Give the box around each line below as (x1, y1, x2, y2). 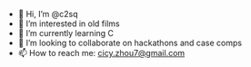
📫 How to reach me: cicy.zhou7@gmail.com (17, 48, 186, 58)
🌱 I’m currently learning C (17, 28, 115, 38)
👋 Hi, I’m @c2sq (17, 9, 79, 19)
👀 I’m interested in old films (17, 18, 120, 29)
